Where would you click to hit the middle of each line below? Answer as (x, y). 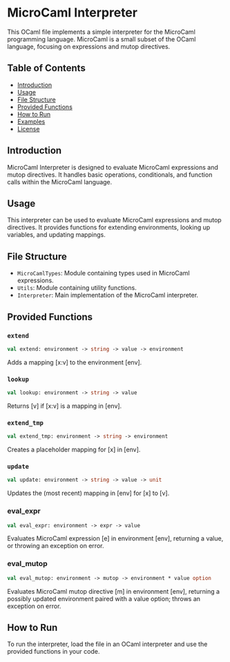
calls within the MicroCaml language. (60, 182)
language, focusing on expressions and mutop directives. (89, 46)
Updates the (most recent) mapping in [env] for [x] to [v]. (88, 493)
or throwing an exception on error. (56, 546)
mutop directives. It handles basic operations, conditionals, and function (110, 175)
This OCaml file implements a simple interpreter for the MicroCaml (101, 32)
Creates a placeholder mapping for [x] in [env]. (74, 449)
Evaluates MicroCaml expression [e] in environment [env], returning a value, (115, 538)
